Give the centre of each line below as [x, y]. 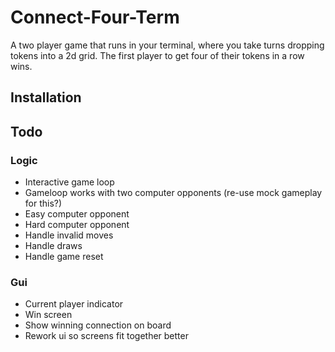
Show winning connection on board [98, 325]
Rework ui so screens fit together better [106, 336]
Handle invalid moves [69, 235]
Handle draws [53, 246]
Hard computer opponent [77, 225]
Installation [46, 97]
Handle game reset [64, 257]
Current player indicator [74, 304]
